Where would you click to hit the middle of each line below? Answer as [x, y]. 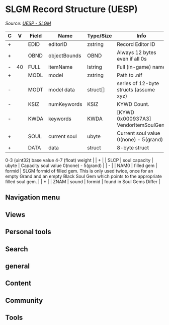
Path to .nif [129, 75]
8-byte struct [133, 147]
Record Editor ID [136, 44]
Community [24, 301]
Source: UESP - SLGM [28, 23]
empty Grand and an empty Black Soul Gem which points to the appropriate [83, 176]
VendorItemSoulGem [141, 125]
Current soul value [138, 133]
